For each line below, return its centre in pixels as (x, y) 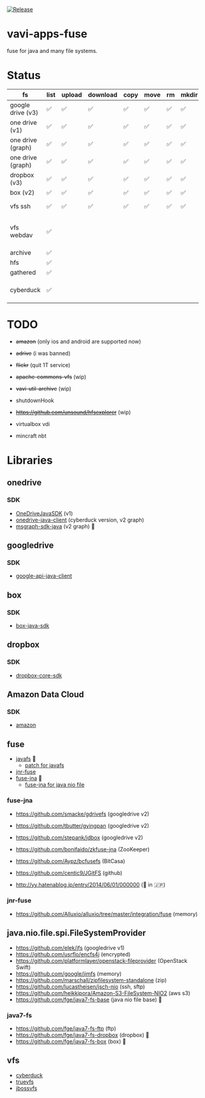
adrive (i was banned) (43, 353)
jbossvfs (26, 1088)
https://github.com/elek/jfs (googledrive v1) (70, 948)
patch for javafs (44, 765)
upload (72, 94)
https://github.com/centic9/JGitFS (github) (69, 873)
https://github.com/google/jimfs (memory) (69, 973)
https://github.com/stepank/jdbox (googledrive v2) (79, 837)
